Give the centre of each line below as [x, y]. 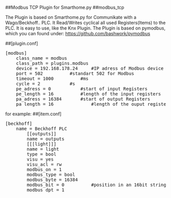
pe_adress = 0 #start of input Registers [82, 89]
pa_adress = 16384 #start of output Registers [83, 99]
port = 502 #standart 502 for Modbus [75, 73]
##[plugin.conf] [22, 43]
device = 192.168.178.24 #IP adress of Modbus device [90, 68]
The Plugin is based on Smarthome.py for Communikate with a [71, 17]
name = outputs [46, 139]
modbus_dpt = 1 [46, 190]
